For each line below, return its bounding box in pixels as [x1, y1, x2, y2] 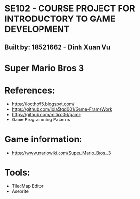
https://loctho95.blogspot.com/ [11, 101, 75, 107]
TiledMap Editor [11, 183, 44, 189]
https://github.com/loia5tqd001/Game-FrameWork [11, 106, 113, 112]
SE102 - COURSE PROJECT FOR [4, 3, 135, 14]
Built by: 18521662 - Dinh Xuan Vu [4, 43, 111, 51]
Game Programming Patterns [11, 117, 70, 122]
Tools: [4, 167, 30, 178]
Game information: [4, 134, 82, 144]
